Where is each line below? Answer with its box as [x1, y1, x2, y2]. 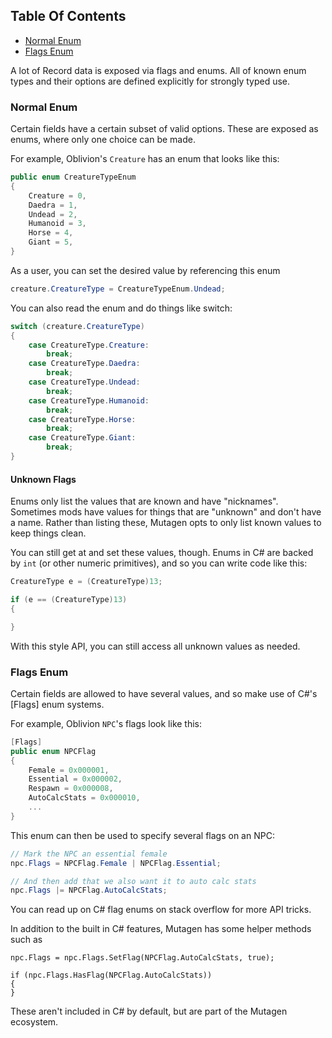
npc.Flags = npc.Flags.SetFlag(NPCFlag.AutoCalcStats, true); [10, 953, 275, 963]
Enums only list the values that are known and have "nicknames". [10, 495, 279, 508]
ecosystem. [10, 1016, 59, 1028]
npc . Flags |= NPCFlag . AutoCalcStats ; [10, 885, 168, 896]
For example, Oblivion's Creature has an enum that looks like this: [10, 153, 280, 165]
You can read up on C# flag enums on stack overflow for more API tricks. [10, 904, 312, 916]
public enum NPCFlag [10, 746, 97, 756]
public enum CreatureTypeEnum [10, 172, 137, 183]
